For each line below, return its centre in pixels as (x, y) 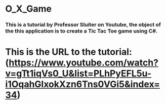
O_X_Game (29, 9)
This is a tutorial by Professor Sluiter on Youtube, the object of (83, 25)
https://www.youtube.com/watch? (84, 63)
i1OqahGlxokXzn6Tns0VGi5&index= (83, 84)
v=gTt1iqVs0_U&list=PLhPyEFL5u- (78, 74)
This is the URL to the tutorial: (69, 52)
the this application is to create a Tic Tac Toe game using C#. (81, 31)
